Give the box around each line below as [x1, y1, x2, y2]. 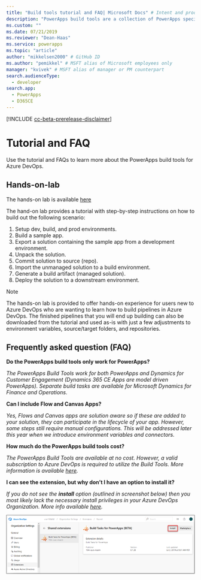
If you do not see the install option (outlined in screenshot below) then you [6, 490, 190, 497]
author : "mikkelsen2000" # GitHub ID [6, 54, 100, 60]
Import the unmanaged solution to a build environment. [14, 264, 151, 271]
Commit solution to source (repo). [14, 257, 99, 264]
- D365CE [11, 98, 33, 104]
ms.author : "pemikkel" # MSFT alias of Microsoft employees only [6, 60, 172, 66]
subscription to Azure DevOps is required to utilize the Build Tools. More [6, 461, 184, 468]
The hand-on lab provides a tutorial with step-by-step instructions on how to [6, 207, 195, 215]
